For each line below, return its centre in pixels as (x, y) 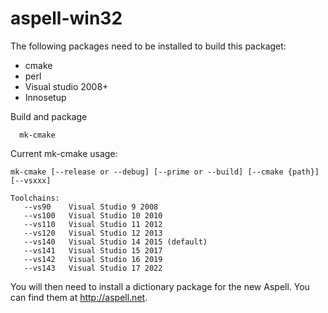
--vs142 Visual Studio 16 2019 (93, 259)
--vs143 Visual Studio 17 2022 (93, 268)
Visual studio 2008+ (66, 86)
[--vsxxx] (31, 180)
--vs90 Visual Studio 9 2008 (91, 207)
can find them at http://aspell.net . (79, 297)
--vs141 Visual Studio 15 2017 (93, 250)
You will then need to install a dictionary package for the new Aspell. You (160, 286)
